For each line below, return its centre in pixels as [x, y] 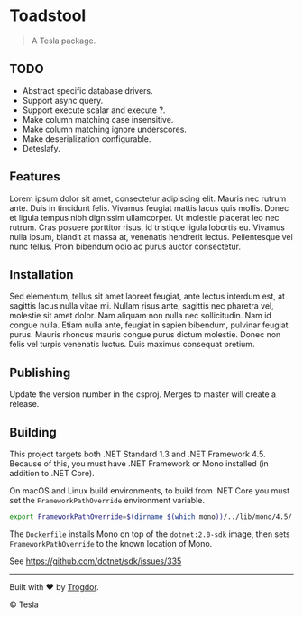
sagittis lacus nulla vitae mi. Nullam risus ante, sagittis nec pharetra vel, [142, 306]
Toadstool [48, 16]
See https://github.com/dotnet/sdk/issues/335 [96, 561]
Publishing [40, 372]
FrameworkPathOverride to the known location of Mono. [111, 543]
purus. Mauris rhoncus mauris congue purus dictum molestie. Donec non [145, 335]
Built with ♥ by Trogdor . [54, 586]
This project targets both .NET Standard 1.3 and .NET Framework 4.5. [138, 454]
